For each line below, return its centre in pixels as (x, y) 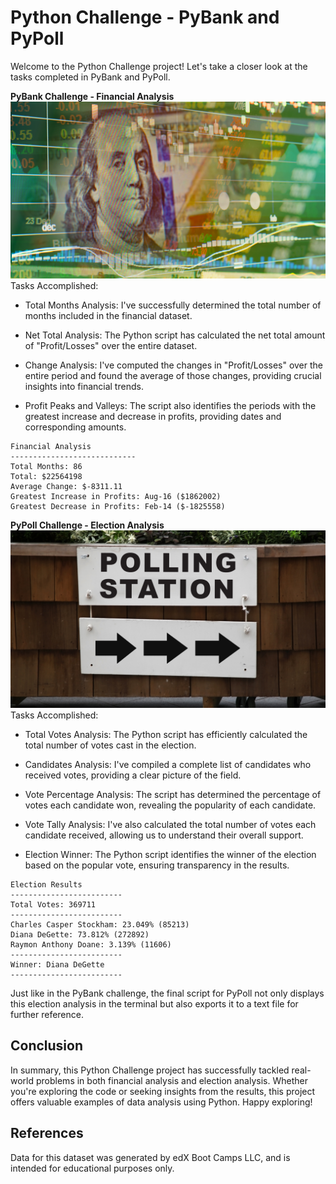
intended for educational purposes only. (92, 1168)
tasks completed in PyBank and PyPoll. (90, 77)
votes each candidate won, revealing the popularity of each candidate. (170, 805)
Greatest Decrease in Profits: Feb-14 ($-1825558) (118, 507)
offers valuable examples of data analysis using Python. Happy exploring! (161, 1102)
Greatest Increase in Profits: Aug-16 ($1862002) (116, 497)
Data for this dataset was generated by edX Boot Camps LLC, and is (150, 1157)
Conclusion (47, 1046)
